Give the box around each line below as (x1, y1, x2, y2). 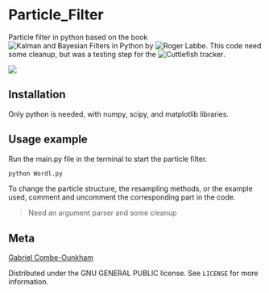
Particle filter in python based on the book (8, 32, 148, 42)
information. (8, 277, 49, 287)
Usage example (8, 133, 89, 146)
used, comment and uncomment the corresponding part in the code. (8, 192, 236, 202)
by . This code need (144, 40, 262, 50)
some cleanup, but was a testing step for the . (8, 49, 226, 59)
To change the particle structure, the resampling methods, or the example (8, 184, 254, 194)
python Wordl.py (8, 169, 63, 178)
